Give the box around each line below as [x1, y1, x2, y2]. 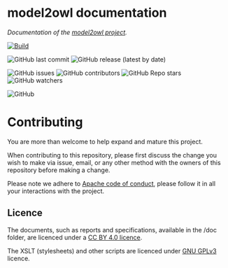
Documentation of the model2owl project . [7, 28, 127, 36]
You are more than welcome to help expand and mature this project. [7, 137, 203, 146]
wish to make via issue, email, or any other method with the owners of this [7, 158, 222, 167]
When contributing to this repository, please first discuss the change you [7, 150, 217, 159]
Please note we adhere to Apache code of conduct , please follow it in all [7, 179, 215, 188]
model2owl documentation [7, 5, 167, 21]
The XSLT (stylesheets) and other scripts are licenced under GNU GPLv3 [7, 246, 217, 255]
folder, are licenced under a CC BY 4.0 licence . [7, 233, 143, 241]
